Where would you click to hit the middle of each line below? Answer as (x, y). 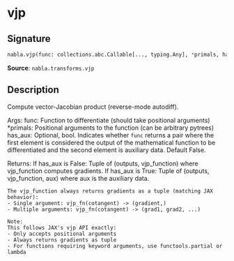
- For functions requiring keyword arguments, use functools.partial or (115, 246)
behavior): (23, 197)
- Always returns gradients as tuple (62, 240)
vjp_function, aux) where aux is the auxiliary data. (78, 178)
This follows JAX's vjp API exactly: (62, 228)
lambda (17, 252)
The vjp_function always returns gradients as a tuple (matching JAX (110, 191)
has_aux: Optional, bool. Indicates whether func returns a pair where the (111, 135)
